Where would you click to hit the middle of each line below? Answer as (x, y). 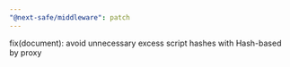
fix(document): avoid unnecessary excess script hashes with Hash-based (145, 43)
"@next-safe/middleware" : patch (70, 17)
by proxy (26, 52)
